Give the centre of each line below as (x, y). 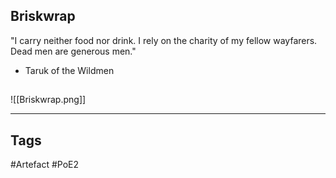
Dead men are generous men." (73, 51)
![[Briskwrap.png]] (48, 100)
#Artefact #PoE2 (45, 165)
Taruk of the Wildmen (69, 70)
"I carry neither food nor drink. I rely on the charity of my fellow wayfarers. (164, 40)
